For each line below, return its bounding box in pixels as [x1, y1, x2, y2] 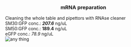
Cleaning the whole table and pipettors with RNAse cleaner [5, 15, 126, 21]
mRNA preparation [60, 4, 107, 11]
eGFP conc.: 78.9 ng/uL [5, 31, 54, 37]
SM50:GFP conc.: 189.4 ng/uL [5, 26, 67, 32]
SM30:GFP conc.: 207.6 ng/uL [5, 20, 67, 26]
